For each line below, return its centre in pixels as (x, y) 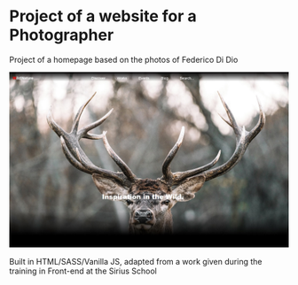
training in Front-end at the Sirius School (83, 271)
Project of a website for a (103, 16)
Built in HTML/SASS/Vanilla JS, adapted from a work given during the (136, 262)
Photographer (62, 35)
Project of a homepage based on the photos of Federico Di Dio (124, 59)
